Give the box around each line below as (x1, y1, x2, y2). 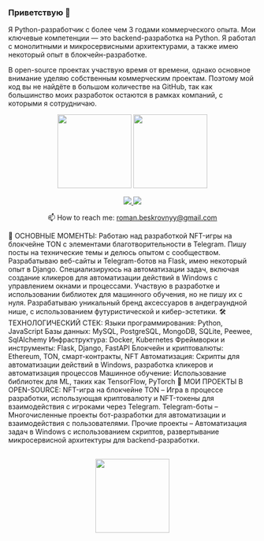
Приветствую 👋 (8, 7, 71, 18)
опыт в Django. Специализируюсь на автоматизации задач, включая (8, 265, 240, 274)
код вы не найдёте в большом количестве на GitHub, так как (8, 82, 213, 91)
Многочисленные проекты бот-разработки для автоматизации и (8, 410, 226, 420)
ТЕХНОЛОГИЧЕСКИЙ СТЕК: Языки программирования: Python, (8, 318, 223, 328)
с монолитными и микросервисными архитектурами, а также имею (8, 42, 239, 51)
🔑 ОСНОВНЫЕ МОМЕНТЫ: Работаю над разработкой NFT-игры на (8, 232, 232, 241)
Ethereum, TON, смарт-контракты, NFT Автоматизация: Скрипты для (8, 352, 240, 361)
